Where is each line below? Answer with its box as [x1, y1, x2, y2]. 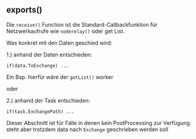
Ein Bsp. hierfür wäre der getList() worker [6, 73, 113, 81]
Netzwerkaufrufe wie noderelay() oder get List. [6, 27, 125, 35]
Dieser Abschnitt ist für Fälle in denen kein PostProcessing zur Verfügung [6, 119, 190, 126]
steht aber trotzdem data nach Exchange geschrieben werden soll [6, 126, 169, 133]
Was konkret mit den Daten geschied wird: [6, 39, 112, 46]
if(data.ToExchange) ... [6, 63, 69, 69]
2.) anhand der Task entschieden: [6, 97, 90, 104]
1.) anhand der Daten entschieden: [6, 51, 92, 58]
